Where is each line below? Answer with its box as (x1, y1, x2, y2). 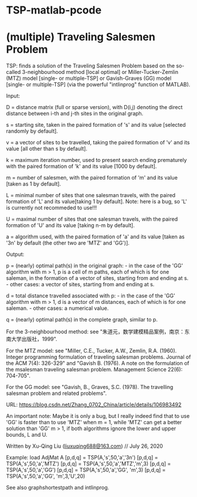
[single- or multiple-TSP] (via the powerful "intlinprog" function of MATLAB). (6, 81, 191, 88)
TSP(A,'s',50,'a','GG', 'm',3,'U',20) (6, 473, 86, 480)
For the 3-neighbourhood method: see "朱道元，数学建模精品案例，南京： (6, 328, 185, 335)
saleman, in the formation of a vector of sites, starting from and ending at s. (6, 275, 189, 282)
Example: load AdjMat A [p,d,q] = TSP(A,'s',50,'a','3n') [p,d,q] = (6, 454, 158, 461)
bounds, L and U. (6, 431, 47, 438)
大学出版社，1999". (11, 336, 57, 343)
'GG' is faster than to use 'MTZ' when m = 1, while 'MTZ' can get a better (6, 419, 182, 426)
